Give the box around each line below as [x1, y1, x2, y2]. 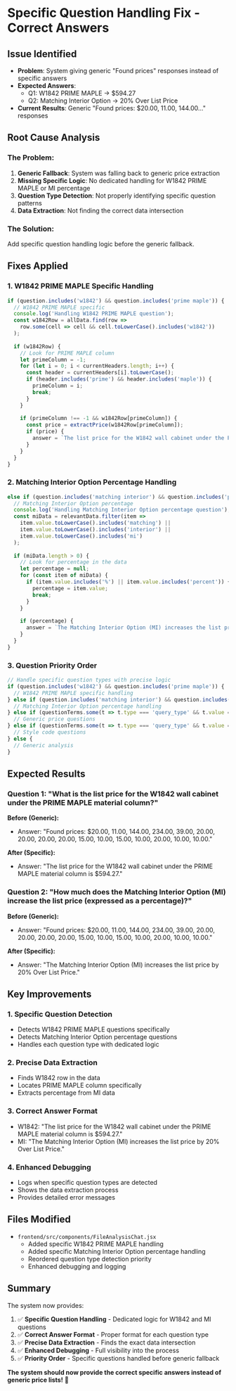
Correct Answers [7, 20, 110, 36]
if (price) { [25, 428, 65, 436]
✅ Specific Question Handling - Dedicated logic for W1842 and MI [17, 1314, 212, 1323]
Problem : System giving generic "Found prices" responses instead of [17, 67, 219, 75]
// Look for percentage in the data [20, 559, 128, 566]
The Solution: [7, 224, 55, 234]
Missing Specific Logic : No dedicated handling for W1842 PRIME [17, 176, 207, 184]
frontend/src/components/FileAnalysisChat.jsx [17, 1233, 157, 1240]
